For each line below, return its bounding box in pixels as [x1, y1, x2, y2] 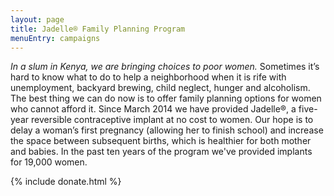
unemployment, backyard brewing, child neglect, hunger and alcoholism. [10, 82, 311, 94]
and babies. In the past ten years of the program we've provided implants [10, 146, 313, 158]
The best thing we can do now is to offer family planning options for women [10, 92, 322, 105]
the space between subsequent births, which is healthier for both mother [10, 135, 312, 147]
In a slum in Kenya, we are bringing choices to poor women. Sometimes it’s [10, 61, 320, 73]
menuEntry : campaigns [10, 33, 101, 43]
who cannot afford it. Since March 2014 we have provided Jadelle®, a [10, 103, 297, 115]
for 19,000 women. [10, 156, 88, 168]
